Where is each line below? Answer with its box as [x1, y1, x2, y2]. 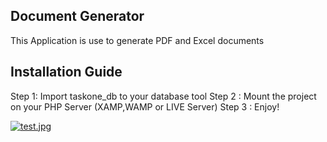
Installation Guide [10, 64, 123, 81]
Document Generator [10, 8, 145, 25]
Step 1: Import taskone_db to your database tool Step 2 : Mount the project [10, 90, 317, 102]
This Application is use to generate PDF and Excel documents [10, 34, 265, 46]
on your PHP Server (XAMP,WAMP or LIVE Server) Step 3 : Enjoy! [10, 100, 280, 113]
